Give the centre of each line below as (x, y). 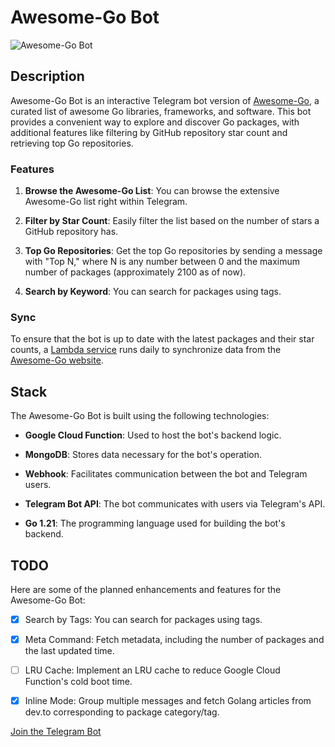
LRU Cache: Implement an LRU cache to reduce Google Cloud (152, 670)
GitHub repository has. (71, 232)
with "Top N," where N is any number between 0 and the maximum (162, 262)
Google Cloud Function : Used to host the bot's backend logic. (153, 435)
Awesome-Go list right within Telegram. (106, 202)
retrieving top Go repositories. (72, 143)
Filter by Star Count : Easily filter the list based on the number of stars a (172, 221)
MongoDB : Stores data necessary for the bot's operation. (143, 455)
